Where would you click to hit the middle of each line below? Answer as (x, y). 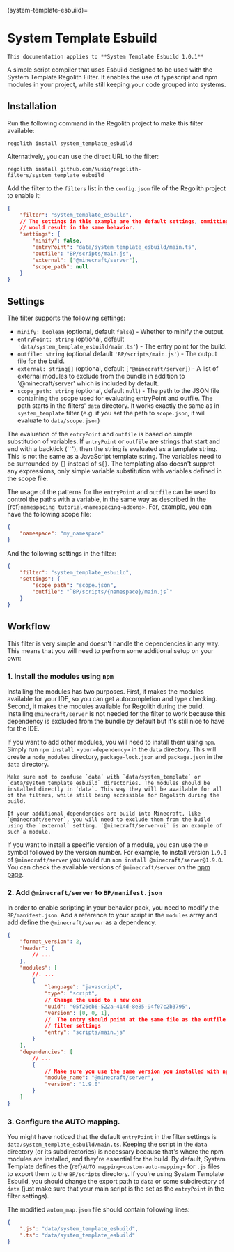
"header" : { (37, 948)
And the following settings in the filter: (62, 553)
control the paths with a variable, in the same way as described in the (107, 499)
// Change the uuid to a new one (93, 1000)
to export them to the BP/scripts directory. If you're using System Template (116, 1174)
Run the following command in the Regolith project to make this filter (105, 123)
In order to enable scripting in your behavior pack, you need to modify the (113, 908)
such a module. (29, 832)
